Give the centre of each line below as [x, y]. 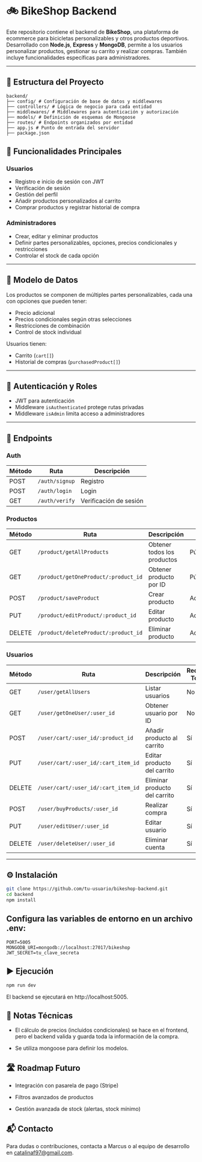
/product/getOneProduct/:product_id [90, 577]
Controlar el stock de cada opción [57, 255]
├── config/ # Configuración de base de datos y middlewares [84, 101]
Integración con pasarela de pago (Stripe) [67, 1085]
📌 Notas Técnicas [40, 1016]
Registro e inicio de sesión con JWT [59, 182]
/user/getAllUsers [64, 692]
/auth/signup [56, 481]
